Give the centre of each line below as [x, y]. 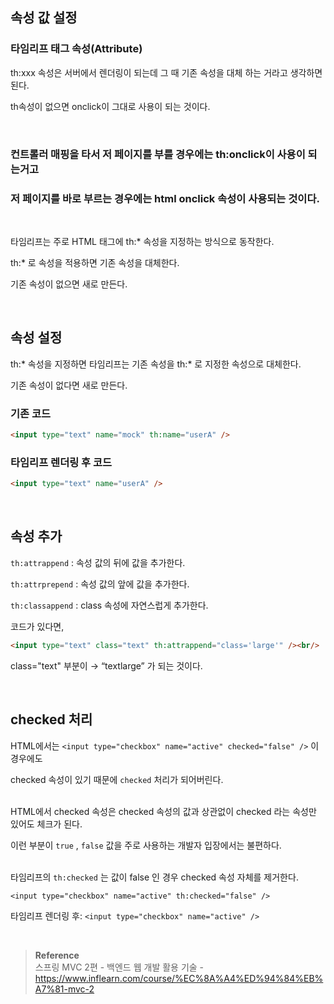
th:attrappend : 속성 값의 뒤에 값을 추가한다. [98, 562]
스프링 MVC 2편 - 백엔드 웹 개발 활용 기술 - [119, 967]
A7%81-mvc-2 [64, 989]
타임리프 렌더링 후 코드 [61, 462]
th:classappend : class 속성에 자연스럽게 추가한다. [109, 605]
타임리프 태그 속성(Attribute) [76, 49]
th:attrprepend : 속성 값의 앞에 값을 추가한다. [100, 584]
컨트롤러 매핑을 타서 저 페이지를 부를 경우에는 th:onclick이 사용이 [158, 154]
